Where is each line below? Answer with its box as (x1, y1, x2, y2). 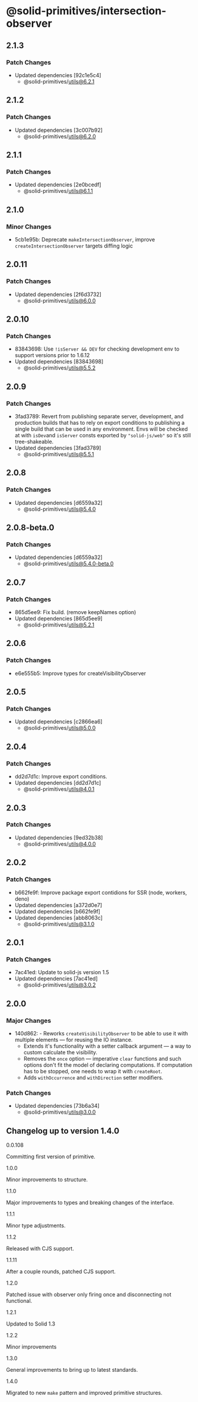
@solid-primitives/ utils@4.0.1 (23, 786, 95, 793)
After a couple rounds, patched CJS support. (6, 1268, 116, 1275)
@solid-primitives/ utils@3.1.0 (23, 920, 95, 927)
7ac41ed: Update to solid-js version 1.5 (14, 969, 110, 976)
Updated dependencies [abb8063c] (14, 914, 103, 921)
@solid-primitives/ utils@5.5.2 (23, 364, 96, 371)
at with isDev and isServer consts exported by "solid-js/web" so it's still (14, 432, 191, 438)
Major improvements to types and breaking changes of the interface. (6, 1198, 174, 1206)
